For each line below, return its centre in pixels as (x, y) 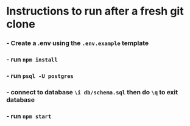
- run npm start (29, 116)
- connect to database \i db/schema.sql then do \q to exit (92, 92)
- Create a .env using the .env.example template (78, 43)
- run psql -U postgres (40, 75)
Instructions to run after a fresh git (95, 11)
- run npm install (32, 60)
